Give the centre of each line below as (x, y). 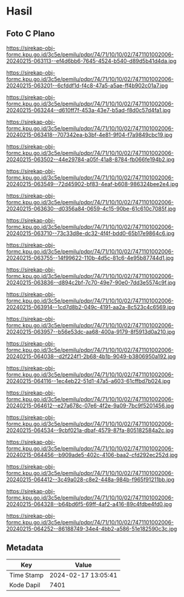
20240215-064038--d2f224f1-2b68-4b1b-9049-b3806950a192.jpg (91, 356)
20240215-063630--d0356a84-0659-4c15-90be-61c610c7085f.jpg (91, 208)
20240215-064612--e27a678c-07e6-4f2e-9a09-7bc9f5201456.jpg (90, 405)
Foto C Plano (31, 34)
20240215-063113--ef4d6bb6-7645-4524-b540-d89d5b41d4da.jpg (91, 61)
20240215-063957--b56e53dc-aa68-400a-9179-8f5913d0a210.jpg (91, 332)
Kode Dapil (25, 585)
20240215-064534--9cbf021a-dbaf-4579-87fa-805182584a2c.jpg (90, 430)
